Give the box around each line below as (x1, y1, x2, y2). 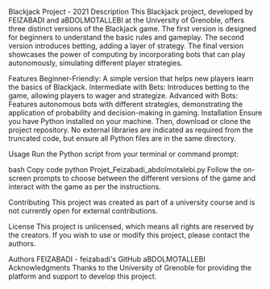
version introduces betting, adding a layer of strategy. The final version (8, 41, 244, 51)
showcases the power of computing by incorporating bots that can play (8, 50, 246, 59)
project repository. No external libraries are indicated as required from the (8, 125, 254, 134)
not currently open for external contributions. (8, 206, 159, 216)
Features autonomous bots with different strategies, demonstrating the (8, 100, 243, 109)
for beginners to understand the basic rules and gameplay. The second (8, 32, 244, 42)
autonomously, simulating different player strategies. (8, 58, 183, 68)
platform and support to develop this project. (8, 271, 157, 281)
